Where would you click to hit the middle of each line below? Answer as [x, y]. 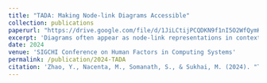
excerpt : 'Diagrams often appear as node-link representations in [120, 38]
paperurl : [25, 30]
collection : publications [51, 23]
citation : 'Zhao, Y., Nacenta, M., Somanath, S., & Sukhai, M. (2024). [129, 67]
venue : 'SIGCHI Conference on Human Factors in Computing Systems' [122, 52]
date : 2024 [26, 45]
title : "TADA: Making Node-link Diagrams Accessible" [99, 15]
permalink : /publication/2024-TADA [67, 60]
